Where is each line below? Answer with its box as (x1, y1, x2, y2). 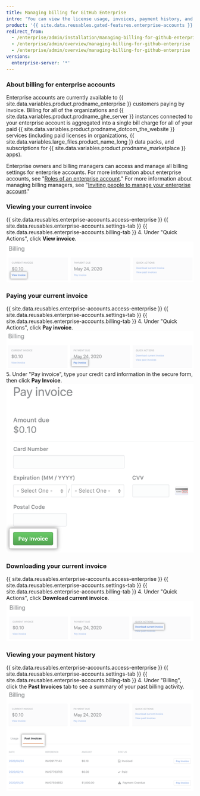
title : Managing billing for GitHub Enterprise (6, 10, 127, 15)
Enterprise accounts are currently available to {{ (6, 94, 124, 101)
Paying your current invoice (6, 291, 88, 300)
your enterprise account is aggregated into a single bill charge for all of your (6, 119, 193, 126)
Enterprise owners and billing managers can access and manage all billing (6, 162, 188, 169)
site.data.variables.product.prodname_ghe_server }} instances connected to (6, 113, 193, 120)
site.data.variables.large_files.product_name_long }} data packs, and (6, 138, 174, 145)
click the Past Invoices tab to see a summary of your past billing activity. (6, 683, 185, 690)
